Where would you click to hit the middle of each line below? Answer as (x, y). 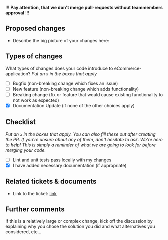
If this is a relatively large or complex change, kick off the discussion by (79, 221)
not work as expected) (36, 100)
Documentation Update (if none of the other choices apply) (74, 105)
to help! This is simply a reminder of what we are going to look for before (81, 145)
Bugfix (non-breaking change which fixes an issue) (65, 83)
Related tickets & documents (51, 182)
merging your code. (26, 150)
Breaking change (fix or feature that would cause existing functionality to (88, 94)
